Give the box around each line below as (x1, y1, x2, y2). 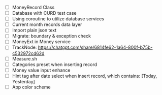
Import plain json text (12, 27, 57, 34)
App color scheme (12, 84, 51, 90)
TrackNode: (12, 44, 37, 50)
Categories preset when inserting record (12, 61, 98, 68)
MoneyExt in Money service (12, 39, 71, 45)
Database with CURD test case (12, 10, 77, 16)
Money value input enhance (12, 67, 71, 73)
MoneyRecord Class (12, 5, 55, 10)
